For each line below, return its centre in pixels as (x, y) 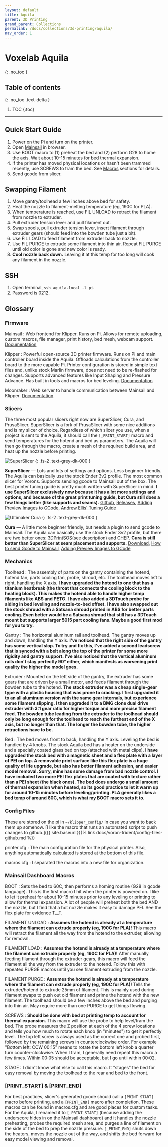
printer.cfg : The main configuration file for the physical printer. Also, (76, 847)
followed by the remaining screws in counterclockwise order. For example (81, 1042)
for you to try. (20, 625)
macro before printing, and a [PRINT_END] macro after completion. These (80, 1102)
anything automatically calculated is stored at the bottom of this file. (75, 853)
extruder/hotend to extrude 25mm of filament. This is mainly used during (80, 990)
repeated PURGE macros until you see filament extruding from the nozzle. (81, 970)
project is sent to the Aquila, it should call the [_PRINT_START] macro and (79, 435)
